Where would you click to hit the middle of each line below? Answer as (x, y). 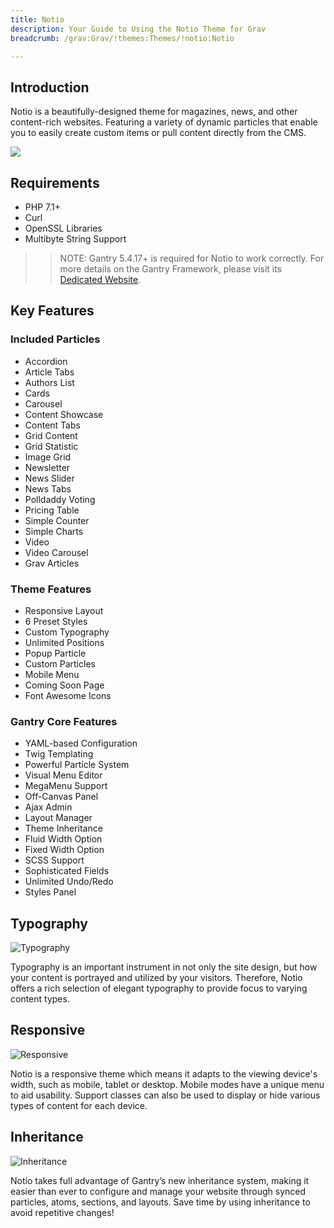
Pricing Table (52, 510)
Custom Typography (67, 632)
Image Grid (48, 457)
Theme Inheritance (63, 828)
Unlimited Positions (64, 642)
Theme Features (51, 589)
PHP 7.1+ (42, 207)
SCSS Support (54, 860)
